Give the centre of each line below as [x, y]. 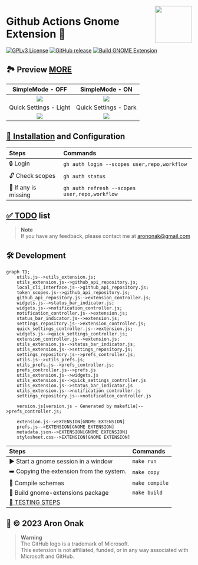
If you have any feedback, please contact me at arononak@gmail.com [105, 236]
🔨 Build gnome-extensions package [59, 493]
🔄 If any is [23, 187]
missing [20, 195]
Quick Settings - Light [40, 107]
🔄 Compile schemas [37, 483]
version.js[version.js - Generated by [64, 406]
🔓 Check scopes [32, 175]
